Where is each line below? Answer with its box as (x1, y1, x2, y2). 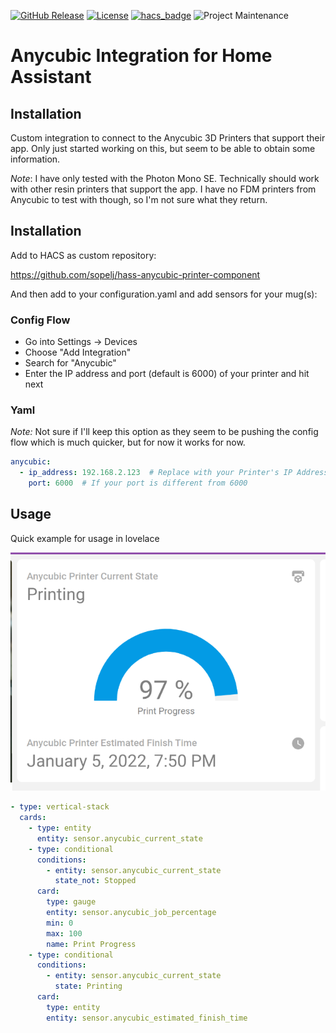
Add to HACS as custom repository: (10, 249, 157, 261)
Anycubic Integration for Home (10, 45, 273, 67)
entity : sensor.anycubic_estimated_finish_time (46, 1013, 248, 1023)
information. (10, 153, 61, 165)
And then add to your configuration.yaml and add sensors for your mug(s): (10, 288, 318, 300)
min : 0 (46, 918, 74, 928)
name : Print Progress (46, 939, 137, 949)
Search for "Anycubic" (24, 357, 117, 369)
